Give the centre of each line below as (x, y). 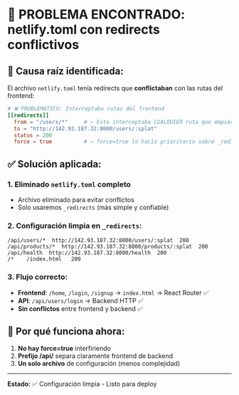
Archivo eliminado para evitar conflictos (76, 199)
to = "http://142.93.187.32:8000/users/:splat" (86, 128)
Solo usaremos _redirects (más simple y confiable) (93, 207)
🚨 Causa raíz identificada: (65, 71)
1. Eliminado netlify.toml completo (69, 184)
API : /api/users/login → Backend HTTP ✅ (80, 300)
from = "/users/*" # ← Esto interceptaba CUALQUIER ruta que (113, 122)
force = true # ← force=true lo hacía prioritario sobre (114, 142)
